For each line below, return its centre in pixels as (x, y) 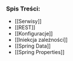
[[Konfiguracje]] (34, 34)
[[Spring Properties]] (39, 52)
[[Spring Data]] (32, 46)
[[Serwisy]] (28, 21)
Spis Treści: (23, 9)
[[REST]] (25, 27)
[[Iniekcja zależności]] (41, 40)
